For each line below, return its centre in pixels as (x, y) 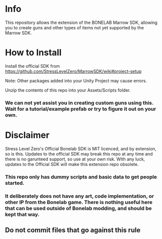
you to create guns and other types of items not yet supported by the (74, 27)
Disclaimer (27, 135)
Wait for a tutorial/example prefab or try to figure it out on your (81, 109)
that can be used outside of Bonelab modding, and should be (79, 208)
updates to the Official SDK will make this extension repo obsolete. (72, 164)
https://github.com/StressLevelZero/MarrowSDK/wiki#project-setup (73, 71)
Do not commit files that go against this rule (73, 230)
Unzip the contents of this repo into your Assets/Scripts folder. (68, 90)
